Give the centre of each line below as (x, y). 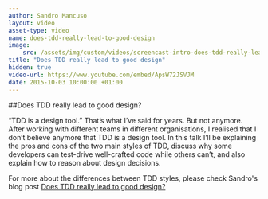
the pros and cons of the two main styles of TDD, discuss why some (120, 146)
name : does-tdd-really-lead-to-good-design (82, 38)
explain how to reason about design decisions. (85, 162)
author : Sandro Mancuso (48, 16)
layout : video (32, 23)
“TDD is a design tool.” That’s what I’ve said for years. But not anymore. (126, 120)
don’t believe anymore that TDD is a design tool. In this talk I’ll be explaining (132, 137)
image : (19, 45)
